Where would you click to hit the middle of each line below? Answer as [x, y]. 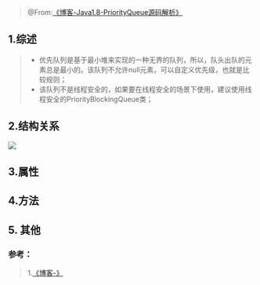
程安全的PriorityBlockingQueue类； [96, 99]
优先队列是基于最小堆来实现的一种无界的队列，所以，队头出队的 [142, 60]
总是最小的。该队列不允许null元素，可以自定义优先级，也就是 [144, 69]
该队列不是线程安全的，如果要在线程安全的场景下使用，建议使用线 [145, 89]
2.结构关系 [34, 126]
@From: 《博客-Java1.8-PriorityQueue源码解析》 [105, 12]
